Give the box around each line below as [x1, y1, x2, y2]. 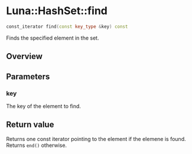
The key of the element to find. [6, 102, 82, 110]
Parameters [6, 71, 50, 81]
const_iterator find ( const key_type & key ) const [6, 24, 128, 30]
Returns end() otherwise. [6, 142, 67, 149]
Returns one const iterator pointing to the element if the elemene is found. [6, 135, 186, 142]
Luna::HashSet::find [6, 4, 108, 18]
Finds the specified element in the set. [6, 34, 99, 41]
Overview [6, 51, 43, 61]
